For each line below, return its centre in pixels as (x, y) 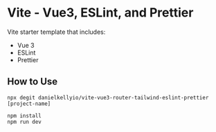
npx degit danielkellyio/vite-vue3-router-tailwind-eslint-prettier (108, 97)
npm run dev (24, 122)
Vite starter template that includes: (56, 32)
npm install (24, 115)
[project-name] (29, 104)
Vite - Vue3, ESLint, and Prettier (100, 13)
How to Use (33, 82)
